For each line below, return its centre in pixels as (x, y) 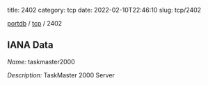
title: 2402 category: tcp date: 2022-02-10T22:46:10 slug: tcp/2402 (104, 10)
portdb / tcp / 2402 (35, 23)
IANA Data (30, 45)
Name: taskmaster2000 (41, 62)
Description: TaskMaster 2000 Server (61, 75)
